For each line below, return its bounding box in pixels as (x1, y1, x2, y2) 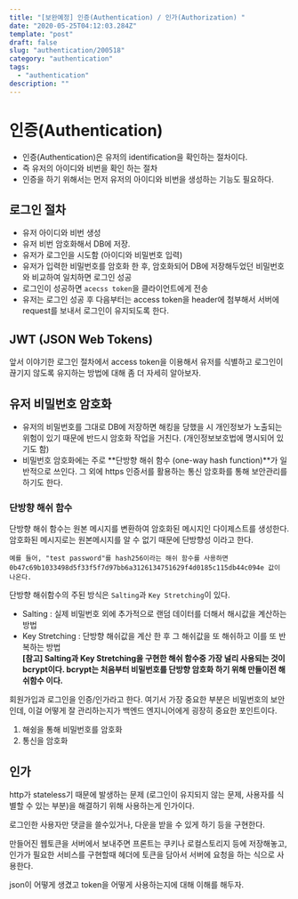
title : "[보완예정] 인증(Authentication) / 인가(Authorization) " (9, 12, 246, 22)
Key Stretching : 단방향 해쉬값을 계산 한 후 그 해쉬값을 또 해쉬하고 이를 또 (21, 631, 278, 642)
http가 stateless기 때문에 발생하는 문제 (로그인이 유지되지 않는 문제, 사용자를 (9, 790, 276, 800)
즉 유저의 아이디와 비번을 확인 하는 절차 (21, 162, 158, 174)
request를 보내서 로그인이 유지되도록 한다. (21, 305, 169, 316)
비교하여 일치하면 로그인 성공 (31, 272, 132, 283)
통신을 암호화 (21, 735, 68, 746)
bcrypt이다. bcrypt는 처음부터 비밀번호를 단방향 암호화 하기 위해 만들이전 (21, 664, 278, 675)
